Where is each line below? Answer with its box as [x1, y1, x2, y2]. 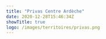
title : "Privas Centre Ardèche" [6, 8, 84, 14]
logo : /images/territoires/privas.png [6, 24, 100, 30]
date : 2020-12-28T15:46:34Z [6, 14, 75, 19]
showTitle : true [6, 19, 45, 25]
